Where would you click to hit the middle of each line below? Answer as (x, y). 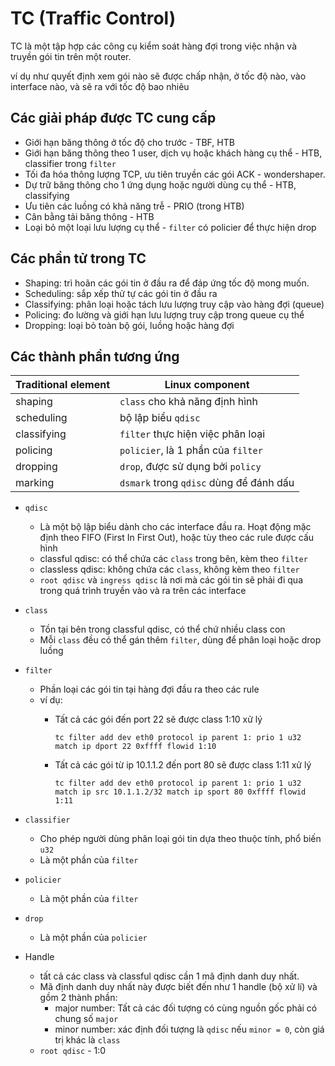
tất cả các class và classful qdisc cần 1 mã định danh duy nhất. (169, 976)
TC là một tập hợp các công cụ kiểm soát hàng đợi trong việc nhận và (154, 46)
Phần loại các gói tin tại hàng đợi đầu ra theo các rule (149, 689)
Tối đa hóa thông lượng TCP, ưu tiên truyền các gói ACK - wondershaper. (175, 174)
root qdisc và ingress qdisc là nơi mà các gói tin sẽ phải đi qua (171, 580)
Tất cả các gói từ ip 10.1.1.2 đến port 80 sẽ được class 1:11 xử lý (183, 765)
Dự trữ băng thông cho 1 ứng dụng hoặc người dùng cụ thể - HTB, (160, 184)
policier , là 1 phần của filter (191, 450)
